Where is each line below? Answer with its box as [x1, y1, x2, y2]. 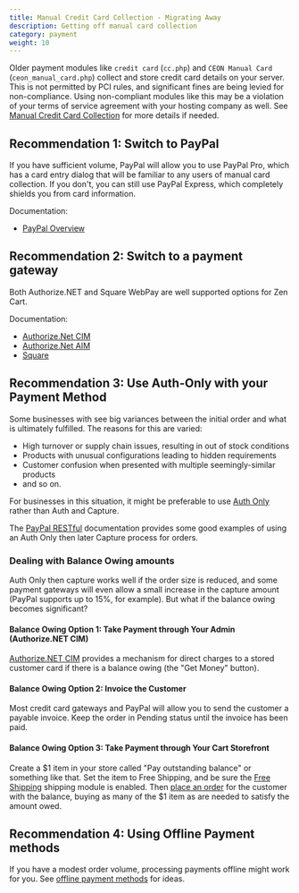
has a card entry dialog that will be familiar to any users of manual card [9, 169, 270, 180]
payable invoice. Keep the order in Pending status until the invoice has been [9, 712, 288, 723]
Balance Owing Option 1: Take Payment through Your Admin [9, 624, 236, 634]
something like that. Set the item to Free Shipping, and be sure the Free [9, 771, 270, 783]
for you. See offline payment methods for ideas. [9, 873, 186, 884]
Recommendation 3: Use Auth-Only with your [9, 376, 269, 391]
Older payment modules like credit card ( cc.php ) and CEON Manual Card [9, 63, 273, 73]
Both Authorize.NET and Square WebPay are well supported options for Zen [9, 286, 288, 297]
